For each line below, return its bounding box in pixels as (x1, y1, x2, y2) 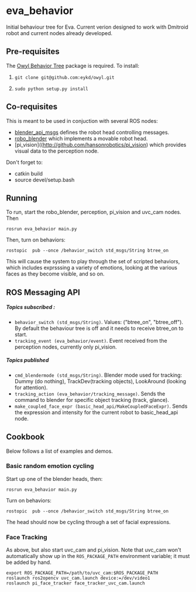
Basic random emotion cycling (6, 462, 94, 470)
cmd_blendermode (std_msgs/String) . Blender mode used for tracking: (14, 371, 183, 378)
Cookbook (6, 432, 45, 442)
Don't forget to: (6, 159, 43, 166)
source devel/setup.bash (14, 176, 75, 183)
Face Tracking (6, 533, 48, 541)
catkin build (14, 170, 43, 177)
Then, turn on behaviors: (6, 236, 66, 243)
